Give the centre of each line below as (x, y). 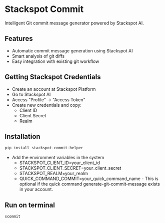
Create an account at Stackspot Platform (54, 89)
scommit (13, 217)
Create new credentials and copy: (47, 105)
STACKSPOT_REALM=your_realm (53, 174)
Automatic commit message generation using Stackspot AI (72, 50)
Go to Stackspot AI (31, 94)
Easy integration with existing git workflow (55, 61)
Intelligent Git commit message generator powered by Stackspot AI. (74, 23)
